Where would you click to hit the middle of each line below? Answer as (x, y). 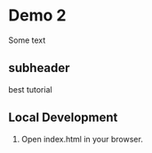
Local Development (63, 118)
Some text (27, 40)
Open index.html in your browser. (82, 139)
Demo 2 (37, 16)
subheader (39, 68)
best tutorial (30, 89)
